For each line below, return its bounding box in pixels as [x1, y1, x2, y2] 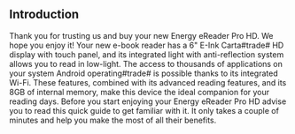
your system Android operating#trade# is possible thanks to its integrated [9, 68, 278, 78]
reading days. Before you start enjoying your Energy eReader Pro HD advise [9, 96, 287, 107]
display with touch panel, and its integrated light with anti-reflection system [9, 48, 284, 60]
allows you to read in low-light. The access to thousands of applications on [9, 58, 283, 69]
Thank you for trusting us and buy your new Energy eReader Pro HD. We [9, 30, 274, 41]
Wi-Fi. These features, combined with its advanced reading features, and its [9, 77, 287, 87]
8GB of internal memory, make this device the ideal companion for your [9, 86, 270, 97]
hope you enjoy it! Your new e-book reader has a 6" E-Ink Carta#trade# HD [9, 40, 284, 50]
